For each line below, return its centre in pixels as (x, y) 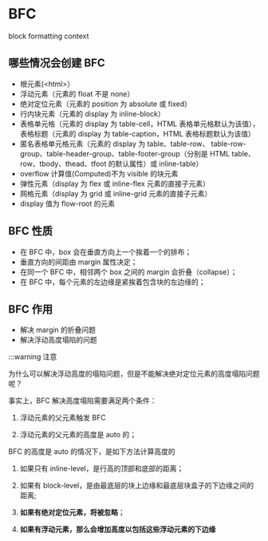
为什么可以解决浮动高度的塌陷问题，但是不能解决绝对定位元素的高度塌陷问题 (134, 374)
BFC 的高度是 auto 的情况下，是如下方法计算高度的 (92, 452)
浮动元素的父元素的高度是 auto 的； (78, 435)
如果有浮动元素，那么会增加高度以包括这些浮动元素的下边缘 (118, 529)
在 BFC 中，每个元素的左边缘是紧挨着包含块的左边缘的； (112, 282)
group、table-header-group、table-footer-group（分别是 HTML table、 (137, 153)
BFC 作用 (31, 309)
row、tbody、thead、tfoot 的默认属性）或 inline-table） (111, 164)
